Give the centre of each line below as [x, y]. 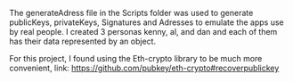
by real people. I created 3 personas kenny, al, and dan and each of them [143, 32]
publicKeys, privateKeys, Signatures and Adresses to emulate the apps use [146, 22]
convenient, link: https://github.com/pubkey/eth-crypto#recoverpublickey [144, 68]
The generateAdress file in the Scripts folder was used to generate [131, 13]
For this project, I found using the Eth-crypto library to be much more [136, 58]
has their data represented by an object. [83, 41]
